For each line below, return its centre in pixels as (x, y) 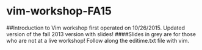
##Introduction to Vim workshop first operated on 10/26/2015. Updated (96, 28)
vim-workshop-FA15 (59, 11)
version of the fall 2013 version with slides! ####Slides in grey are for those (101, 34)
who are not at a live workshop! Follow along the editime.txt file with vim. (98, 40)
